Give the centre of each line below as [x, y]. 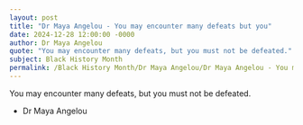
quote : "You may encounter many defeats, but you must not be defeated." [151, 51]
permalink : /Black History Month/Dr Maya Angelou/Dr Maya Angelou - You [149, 68]
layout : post [34, 18]
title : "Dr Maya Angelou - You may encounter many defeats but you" [141, 26]
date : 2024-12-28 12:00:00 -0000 [72, 34]
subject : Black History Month [66, 59]
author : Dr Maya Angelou [56, 43]
